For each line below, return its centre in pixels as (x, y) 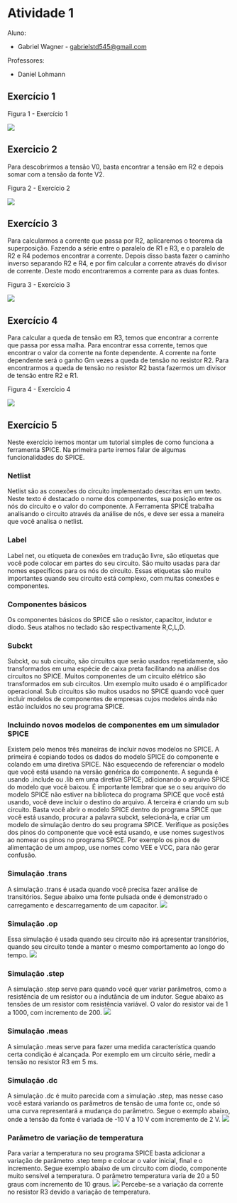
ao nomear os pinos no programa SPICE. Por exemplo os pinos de (104, 840)
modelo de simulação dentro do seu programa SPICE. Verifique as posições (118, 825)
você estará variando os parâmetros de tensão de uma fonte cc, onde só (114, 1103)
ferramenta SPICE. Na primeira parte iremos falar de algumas (97, 450)
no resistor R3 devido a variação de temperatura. (79, 1192)
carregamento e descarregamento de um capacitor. (83, 905)
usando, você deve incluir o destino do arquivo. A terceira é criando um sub (118, 802)
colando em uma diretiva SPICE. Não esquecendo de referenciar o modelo (116, 765)
